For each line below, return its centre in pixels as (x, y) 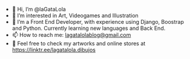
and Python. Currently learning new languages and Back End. (89, 28)
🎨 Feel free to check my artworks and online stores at (79, 44)
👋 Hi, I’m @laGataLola (39, 9)
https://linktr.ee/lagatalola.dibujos (54, 50)
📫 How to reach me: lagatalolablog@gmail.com (71, 35)
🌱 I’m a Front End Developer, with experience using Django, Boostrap (98, 22)
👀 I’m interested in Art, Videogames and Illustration (75, 15)
